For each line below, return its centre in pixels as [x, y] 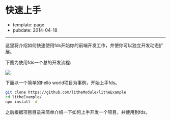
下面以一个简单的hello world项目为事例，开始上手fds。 [63, 83]
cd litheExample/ [24, 97]
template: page [28, 25]
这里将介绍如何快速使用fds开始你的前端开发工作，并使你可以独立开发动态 [82, 45]
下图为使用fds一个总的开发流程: [38, 62]
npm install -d [21, 102]
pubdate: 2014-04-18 [35, 30]
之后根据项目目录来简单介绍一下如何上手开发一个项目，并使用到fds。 [78, 112]
